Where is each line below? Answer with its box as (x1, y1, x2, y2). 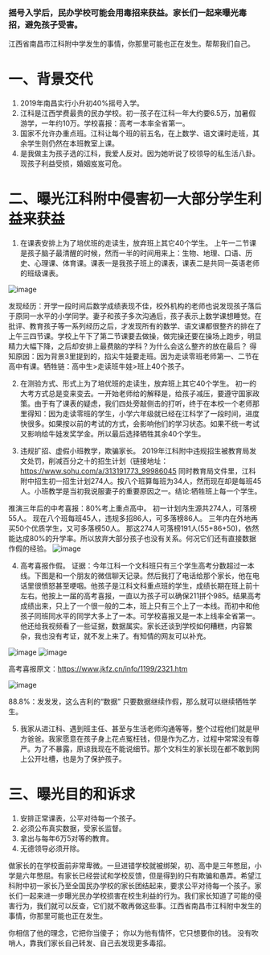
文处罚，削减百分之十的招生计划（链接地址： (19, 457, 169, 466)
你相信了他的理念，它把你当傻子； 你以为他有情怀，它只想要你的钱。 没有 (8, 928, 252, 938)
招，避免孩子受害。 (8, 19, 83, 30)
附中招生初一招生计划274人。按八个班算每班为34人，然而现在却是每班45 (19, 477, 262, 486)
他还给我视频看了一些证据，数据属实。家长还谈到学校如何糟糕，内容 (19, 622, 246, 631)
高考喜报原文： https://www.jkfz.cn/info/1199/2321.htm (8, 664, 188, 674)
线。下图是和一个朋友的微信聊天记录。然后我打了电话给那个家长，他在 (19, 571, 253, 581)
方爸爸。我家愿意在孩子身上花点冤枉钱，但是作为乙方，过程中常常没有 (19, 734, 253, 744)
